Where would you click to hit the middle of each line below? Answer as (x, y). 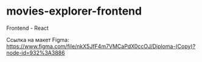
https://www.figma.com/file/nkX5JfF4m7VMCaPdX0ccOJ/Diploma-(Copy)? (101, 46)
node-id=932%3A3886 (36, 52)
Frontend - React (27, 28)
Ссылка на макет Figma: (38, 40)
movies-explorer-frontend (74, 11)
